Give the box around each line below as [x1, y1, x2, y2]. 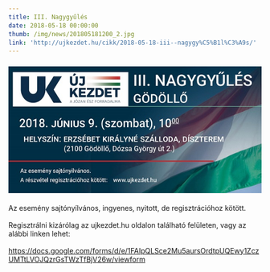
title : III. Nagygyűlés [8, 13, 88, 21]
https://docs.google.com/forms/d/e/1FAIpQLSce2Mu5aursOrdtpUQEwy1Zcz [8, 245, 260, 255]
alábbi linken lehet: [8, 229, 71, 238]
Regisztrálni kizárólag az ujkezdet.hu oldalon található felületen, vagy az [8, 220, 247, 229]
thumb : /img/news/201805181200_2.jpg [8, 30, 135, 38]
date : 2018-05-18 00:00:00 [8, 21, 99, 30]
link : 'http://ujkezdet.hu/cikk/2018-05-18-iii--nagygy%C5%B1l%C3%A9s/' [8, 39, 257, 47]
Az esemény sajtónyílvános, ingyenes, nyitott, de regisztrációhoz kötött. [8, 203, 247, 212]
